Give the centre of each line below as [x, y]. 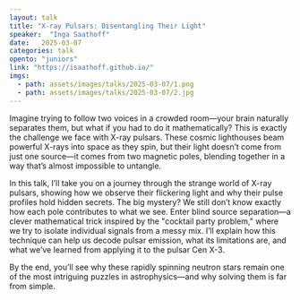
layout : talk [34, 17]
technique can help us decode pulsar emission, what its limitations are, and [148, 240]
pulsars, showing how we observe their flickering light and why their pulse [146, 193]
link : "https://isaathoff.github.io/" [81, 68]
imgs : [19, 76]
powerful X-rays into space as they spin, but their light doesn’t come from [146, 146]
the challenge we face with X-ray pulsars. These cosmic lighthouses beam [147, 137]
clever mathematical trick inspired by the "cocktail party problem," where [144, 221]
